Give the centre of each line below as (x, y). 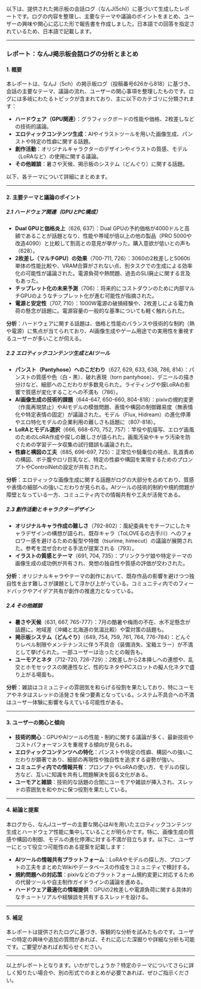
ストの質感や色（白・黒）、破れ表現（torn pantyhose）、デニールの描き (107, 377)
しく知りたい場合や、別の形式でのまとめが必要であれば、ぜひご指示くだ (95, 973)
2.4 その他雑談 (25, 606)
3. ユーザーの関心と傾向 (36, 723)
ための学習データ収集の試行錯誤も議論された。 (78, 444)
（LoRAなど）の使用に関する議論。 (58, 156)
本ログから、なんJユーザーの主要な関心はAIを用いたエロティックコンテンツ (99, 824)
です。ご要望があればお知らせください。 (56, 947)
